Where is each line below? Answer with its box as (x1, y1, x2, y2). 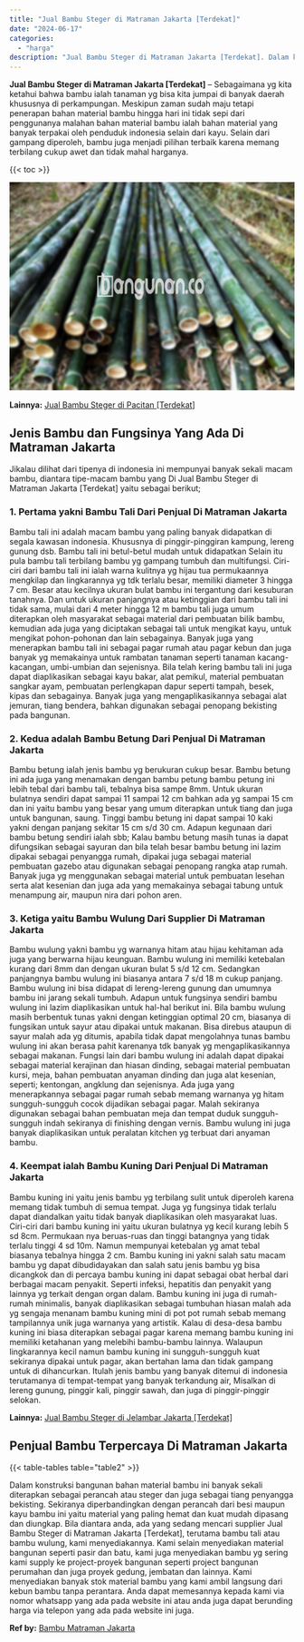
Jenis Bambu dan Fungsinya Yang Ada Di (9, 426, 244, 441)
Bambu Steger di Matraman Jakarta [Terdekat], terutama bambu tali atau (9, 1528, 280, 1539)
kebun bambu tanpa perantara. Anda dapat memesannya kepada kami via (9, 1586, 285, 1597)
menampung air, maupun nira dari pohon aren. (9, 890, 183, 900)
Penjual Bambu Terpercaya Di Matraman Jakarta (9, 1439, 288, 1454)
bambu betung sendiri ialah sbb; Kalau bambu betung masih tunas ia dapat (9, 831, 289, 843)
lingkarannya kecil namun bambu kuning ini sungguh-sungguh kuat (9, 1346, 261, 1357)
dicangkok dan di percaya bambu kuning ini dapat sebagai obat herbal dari (9, 1269, 289, 1280)
